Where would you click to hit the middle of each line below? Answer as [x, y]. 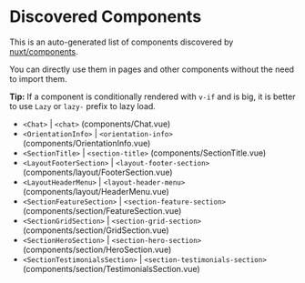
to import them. [38, 78]
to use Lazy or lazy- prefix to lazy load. [83, 106]
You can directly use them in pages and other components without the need [152, 69]
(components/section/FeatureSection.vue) [102, 210]
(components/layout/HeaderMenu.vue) [96, 191]
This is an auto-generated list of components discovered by [122, 42]
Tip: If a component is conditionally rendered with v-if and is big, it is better [152, 96]
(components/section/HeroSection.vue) [97, 249]
